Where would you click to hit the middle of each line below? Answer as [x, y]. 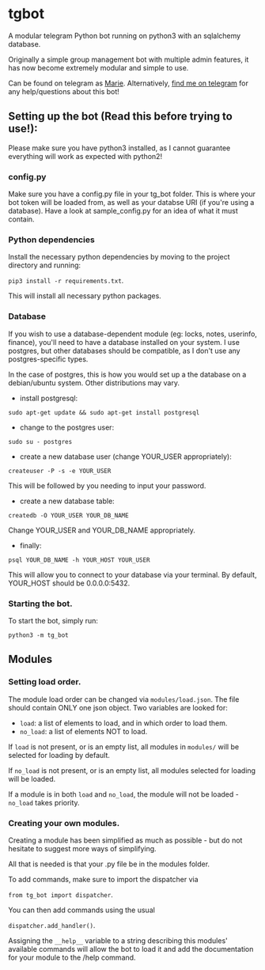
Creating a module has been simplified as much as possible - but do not [125, 840]
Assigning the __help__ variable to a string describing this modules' [118, 940]
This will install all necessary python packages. [85, 296]
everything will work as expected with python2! [85, 156]
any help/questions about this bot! [64, 91]
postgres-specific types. [48, 359]
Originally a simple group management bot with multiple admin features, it [129, 59]
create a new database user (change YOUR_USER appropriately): [125, 457]
